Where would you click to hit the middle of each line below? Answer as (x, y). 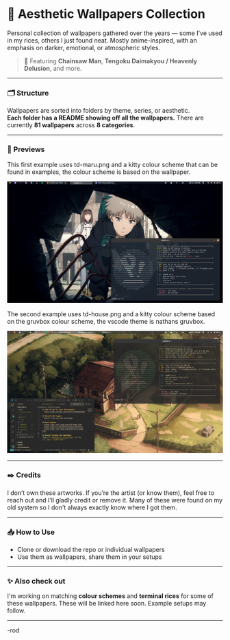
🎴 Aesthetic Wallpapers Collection (106, 14)
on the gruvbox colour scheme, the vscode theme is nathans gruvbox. (106, 322)
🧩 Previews (26, 149)
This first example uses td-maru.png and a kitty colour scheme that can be (112, 164)
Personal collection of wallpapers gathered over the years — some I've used (115, 33)
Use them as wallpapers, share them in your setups (89, 557)
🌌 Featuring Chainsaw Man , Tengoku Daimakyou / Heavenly (111, 60)
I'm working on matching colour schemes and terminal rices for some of (111, 596)
